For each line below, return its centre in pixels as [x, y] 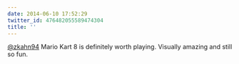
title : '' [22, 27]
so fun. [18, 54]
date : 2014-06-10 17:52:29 [47, 14]
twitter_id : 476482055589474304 [55, 20]
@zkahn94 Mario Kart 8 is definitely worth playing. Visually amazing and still [120, 47]
